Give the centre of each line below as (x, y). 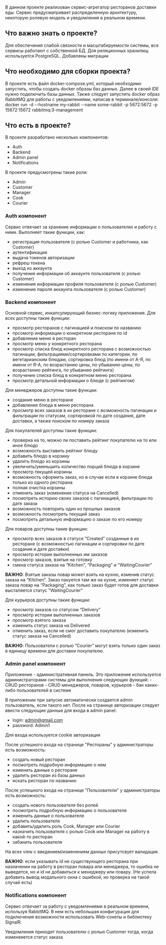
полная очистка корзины (39, 488)
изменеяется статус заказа (34, 937)
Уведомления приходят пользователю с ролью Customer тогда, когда (79, 932)
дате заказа (25, 504)
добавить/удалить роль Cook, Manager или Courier (66, 826)
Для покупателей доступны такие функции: (51, 431)
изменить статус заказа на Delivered (51, 626)
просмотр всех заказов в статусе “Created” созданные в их (76, 539)
